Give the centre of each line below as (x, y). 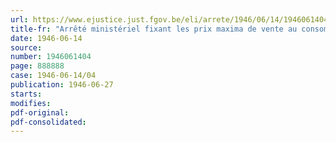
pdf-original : (40, 112)
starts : (26, 94)
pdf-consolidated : (48, 122)
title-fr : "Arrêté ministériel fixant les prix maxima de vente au (154, 29)
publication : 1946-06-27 (62, 85)
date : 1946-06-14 (46, 38)
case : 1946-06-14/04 (53, 76)
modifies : (31, 103)
